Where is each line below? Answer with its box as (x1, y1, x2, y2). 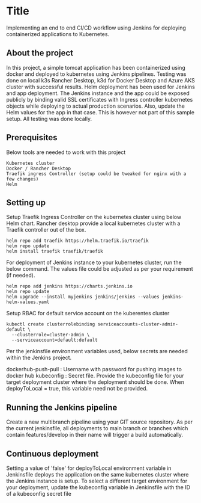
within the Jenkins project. (6, 354, 72, 362)
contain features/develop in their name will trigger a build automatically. (6, 431, 184, 439)
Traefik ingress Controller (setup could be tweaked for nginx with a (6, 170, 187, 177)
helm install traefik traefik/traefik (6, 248, 103, 255)
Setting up (6, 197, 46, 208)
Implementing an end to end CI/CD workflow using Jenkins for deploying (6, 24, 186, 31)
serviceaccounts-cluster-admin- (97, 321, 179, 327)
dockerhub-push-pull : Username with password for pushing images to (6, 366, 182, 373)
